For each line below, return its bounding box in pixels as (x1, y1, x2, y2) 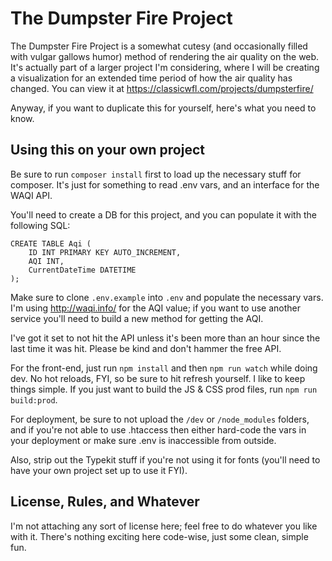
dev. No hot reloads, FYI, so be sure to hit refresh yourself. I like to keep (10, 372, 306, 384)
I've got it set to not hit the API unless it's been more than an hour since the (10, 332, 321, 344)
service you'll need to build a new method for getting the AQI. (10, 312, 264, 324)
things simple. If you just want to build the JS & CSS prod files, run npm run (10, 383, 318, 395)
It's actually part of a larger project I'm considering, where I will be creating (10, 61, 320, 73)
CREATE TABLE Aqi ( (10, 238, 92, 249)
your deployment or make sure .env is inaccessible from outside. (10, 434, 277, 446)
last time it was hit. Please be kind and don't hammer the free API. (10, 342, 282, 354)
